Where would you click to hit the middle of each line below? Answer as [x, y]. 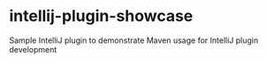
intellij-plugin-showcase [101, 16]
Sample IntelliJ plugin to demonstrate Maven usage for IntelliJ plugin [134, 40]
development [33, 49]
